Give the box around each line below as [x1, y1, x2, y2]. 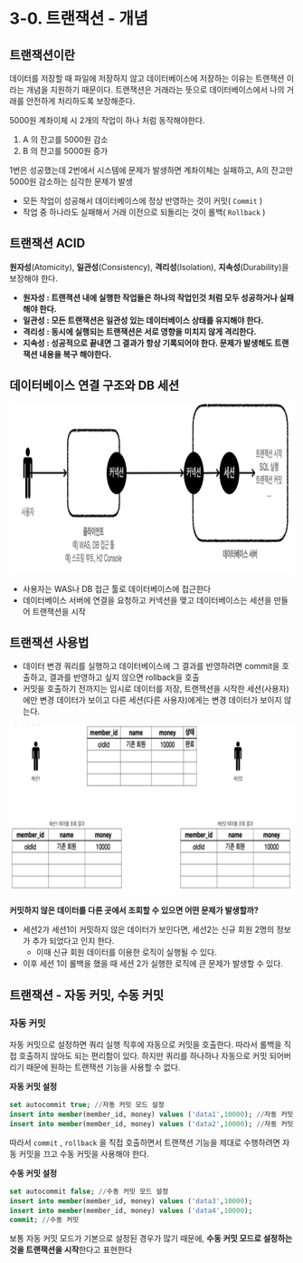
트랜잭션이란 [9, 47, 75, 63]
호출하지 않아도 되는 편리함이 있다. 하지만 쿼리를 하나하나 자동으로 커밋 [18, 1051, 268, 1062]
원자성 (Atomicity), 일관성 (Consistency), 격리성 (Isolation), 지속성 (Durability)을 [9, 261, 289, 272]
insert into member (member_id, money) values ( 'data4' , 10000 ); [9, 1206, 253, 1215]
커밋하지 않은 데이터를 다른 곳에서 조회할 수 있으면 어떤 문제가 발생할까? [9, 905, 260, 916]
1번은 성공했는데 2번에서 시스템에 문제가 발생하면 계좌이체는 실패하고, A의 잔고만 [9, 165, 294, 175]
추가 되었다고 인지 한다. [32, 936, 115, 947]
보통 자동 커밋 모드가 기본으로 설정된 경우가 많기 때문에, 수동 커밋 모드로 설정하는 [9, 1233, 293, 1244]
